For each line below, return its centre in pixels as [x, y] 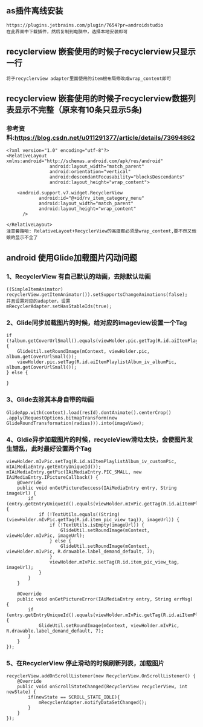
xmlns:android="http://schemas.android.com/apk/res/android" [85, 161]
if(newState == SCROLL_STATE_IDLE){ [74, 697]
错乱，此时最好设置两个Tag [52, 449]
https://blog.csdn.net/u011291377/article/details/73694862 [105, 137]
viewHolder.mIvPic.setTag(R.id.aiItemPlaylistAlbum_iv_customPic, [92, 461]
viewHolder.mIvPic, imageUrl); [46, 535]
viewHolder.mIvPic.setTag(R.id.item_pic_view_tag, [114, 562]
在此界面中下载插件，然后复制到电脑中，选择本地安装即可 [67, 31]
